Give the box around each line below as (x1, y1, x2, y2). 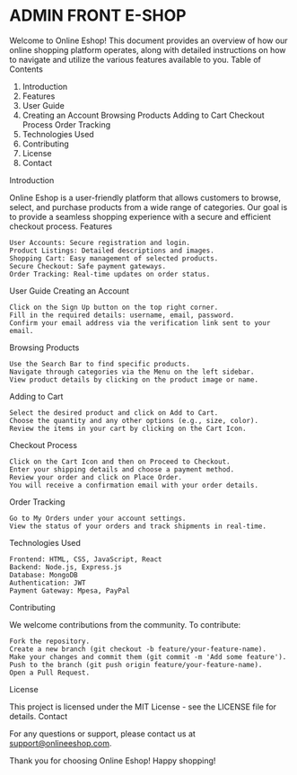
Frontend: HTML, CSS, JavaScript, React (9, 554, 163, 564)
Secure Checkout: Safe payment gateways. (9, 261, 167, 270)
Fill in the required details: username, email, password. (9, 311, 235, 320)
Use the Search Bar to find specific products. (9, 359, 191, 368)
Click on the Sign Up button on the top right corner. (9, 303, 219, 312)
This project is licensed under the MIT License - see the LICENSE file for (9, 701, 276, 712)
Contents (9, 64, 43, 75)
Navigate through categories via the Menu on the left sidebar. (9, 367, 255, 376)
